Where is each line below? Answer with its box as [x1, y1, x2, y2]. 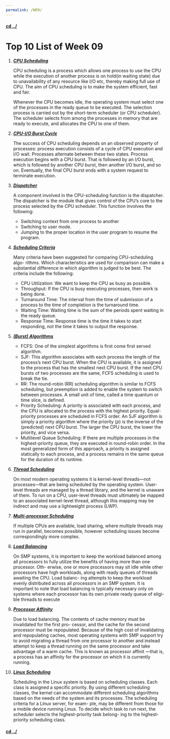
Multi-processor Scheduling [13, 513, 74, 519]
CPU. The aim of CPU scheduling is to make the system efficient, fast [13, 84, 158, 90]
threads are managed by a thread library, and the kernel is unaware [24, 487, 164, 493]
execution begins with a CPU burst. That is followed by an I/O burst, [13, 156, 155, 163]
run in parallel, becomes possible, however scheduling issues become [13, 528, 160, 534]
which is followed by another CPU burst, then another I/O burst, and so [13, 162, 161, 168]
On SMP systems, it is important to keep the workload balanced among [13, 553, 161, 559]
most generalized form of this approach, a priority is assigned [20, 445, 150, 452]
